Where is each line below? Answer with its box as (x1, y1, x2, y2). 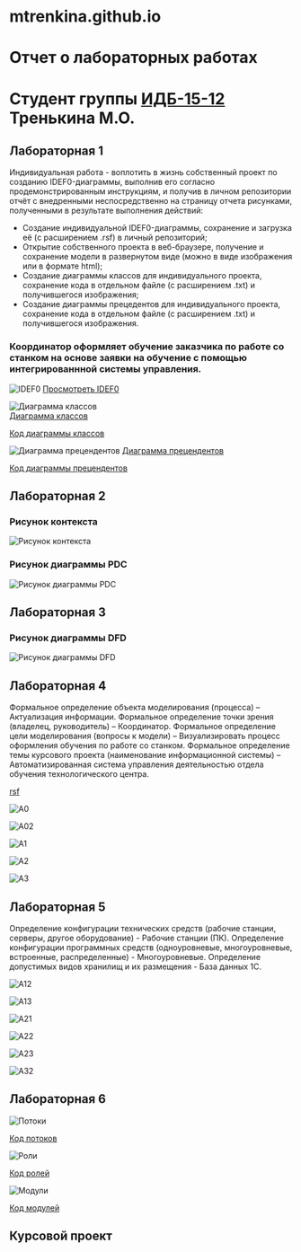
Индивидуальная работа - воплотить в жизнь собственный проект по (9, 167, 278, 178)
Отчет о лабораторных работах (9, 48, 258, 68)
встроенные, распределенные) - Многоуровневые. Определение (9, 951, 261, 962)
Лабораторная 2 (9, 489, 106, 504)
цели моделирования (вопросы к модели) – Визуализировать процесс (9, 730, 281, 742)
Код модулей (9, 1202, 60, 1213)
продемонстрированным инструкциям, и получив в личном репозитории (9, 186, 292, 197)
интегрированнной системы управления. (9, 363, 202, 375)
